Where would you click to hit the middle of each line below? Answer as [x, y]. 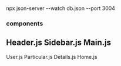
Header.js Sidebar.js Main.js [59, 43]
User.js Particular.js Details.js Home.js [52, 57]
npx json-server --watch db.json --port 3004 [61, 8]
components [25, 24]
